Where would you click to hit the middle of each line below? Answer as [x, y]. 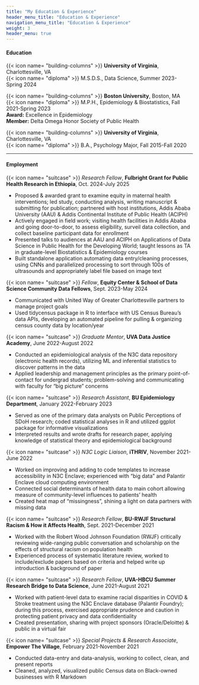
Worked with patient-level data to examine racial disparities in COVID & [101, 597]
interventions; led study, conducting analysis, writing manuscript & [96, 201]
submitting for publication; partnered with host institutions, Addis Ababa [102, 208]
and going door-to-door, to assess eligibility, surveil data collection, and [102, 227]
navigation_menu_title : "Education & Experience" [69, 22]
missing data [30, 507]
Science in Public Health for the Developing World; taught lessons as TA [102, 246]
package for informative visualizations [61, 427]
